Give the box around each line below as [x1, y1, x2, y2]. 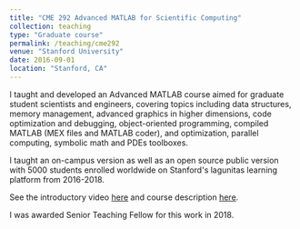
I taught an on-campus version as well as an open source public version [9, 154, 279, 165]
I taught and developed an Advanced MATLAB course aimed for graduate [9, 88, 285, 100]
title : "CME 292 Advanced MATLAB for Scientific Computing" [9, 13, 243, 23]
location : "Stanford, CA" [9, 65, 107, 74]
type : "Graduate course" [9, 30, 104, 39]
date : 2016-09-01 [9, 55, 75, 65]
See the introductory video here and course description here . [9, 192, 239, 203]
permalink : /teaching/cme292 [9, 38, 120, 48]
